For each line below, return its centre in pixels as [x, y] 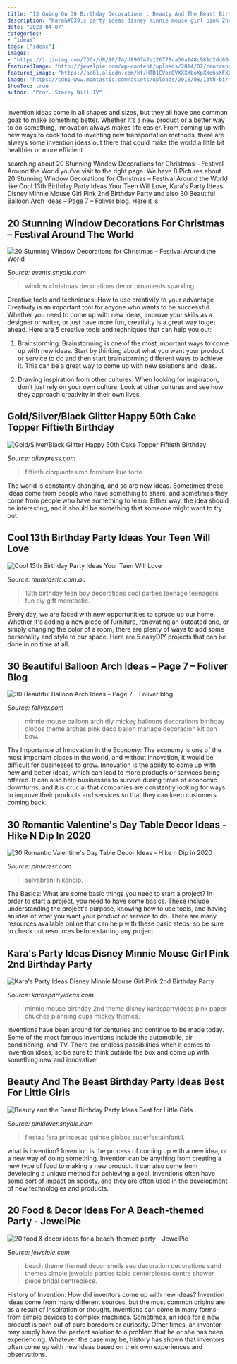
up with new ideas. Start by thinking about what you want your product [121, 350]
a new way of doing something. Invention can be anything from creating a [115, 1158]
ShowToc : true [28, 86]
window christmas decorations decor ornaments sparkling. [110, 285]
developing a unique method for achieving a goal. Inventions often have [111, 1173]
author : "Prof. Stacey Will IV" [55, 92]
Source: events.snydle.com [47, 272]
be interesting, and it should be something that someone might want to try [115, 508]
